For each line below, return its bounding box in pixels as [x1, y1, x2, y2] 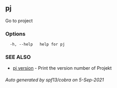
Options [5, 30, 26, 37]
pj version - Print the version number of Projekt [12, 65, 112, 71]
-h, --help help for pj [10, 42, 65, 47]
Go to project [5, 17, 33, 23]
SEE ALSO [5, 53, 31, 61]
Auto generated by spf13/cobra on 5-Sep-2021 [5, 77, 104, 83]
